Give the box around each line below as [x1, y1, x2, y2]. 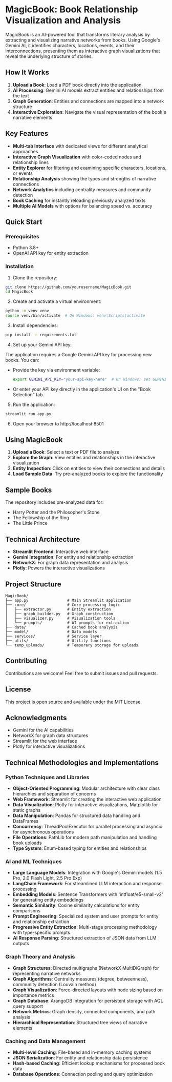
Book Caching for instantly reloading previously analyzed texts [12, 197, 146, 203]
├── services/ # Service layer [5, 634, 102, 639]
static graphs [12, 807, 41, 813]
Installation [5, 263, 34, 270]
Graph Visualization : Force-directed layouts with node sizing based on [12, 987, 163, 993]
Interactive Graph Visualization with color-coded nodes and [12, 154, 142, 160]
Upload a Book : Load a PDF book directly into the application [12, 81, 142, 88]
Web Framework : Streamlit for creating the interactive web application [12, 796, 162, 803]
